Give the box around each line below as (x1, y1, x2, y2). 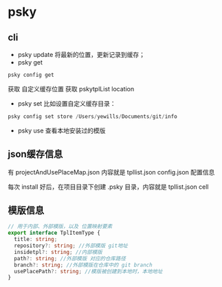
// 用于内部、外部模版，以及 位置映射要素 (8, 223, 113, 230)
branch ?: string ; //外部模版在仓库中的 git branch (14, 262, 153, 268)
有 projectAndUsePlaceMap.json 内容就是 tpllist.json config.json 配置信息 (8, 168, 215, 176)
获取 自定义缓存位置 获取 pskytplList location (8, 84, 135, 93)
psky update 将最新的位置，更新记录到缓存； (17, 51, 146, 58)
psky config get (8, 71, 54, 78)
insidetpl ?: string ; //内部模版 (14, 249, 102, 255)
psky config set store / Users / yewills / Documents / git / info (8, 113, 177, 120)
